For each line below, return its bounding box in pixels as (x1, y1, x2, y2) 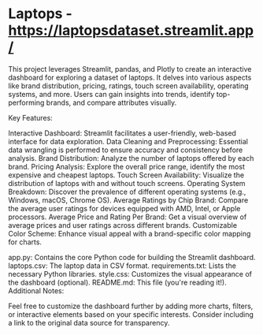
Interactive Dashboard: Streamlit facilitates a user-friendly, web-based (8, 128, 236, 138)
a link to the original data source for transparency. (8, 318, 170, 327)
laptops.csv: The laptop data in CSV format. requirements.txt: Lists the (8, 261, 236, 270)
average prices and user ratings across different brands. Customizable (8, 220, 238, 229)
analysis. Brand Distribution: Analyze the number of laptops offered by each (8, 153, 254, 162)
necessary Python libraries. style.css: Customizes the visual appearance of (8, 269, 253, 278)
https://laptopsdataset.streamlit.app (8, 21, 254, 39)
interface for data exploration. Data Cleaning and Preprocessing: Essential (8, 136, 248, 146)
